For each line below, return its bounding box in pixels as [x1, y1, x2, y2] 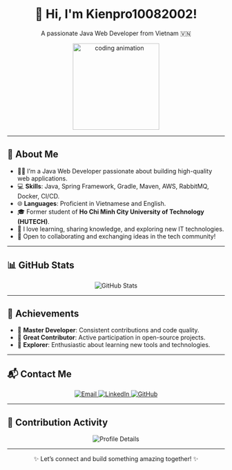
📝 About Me [7, 149, 59, 160]
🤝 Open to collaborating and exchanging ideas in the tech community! [17, 232, 216, 241]
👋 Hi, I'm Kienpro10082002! [35, 6, 197, 22]
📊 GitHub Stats [7, 259, 75, 272]
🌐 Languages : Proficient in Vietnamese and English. [17, 199, 166, 207]
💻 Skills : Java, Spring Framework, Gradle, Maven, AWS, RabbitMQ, [17, 182, 209, 190]
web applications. [17, 174, 68, 182]
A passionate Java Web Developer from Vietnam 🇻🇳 [41, 29, 191, 37]
